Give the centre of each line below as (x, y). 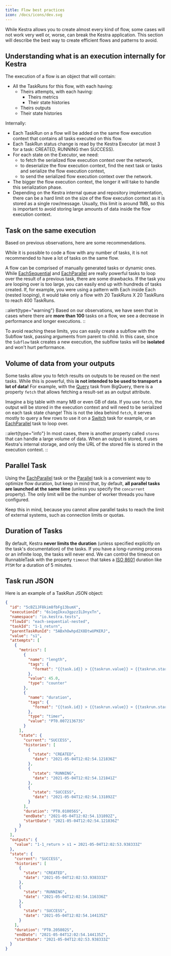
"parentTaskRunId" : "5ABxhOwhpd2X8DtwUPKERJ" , (60, 631)
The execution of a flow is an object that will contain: (61, 77)
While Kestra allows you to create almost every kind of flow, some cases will (85, 29)
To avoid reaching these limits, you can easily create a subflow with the (80, 331)
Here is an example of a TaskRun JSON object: (54, 593)
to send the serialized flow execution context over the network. (86, 177)
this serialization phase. (37, 187)
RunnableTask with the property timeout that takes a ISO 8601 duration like (83, 560)
